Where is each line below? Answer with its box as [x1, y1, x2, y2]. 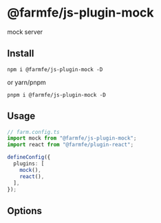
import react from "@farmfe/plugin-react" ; [7, 142, 134, 148]
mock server [7, 28, 43, 36]
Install [7, 48, 34, 59]
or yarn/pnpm [7, 78, 46, 86]
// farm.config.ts [7, 128, 60, 135]
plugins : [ [13, 160, 45, 167]
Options [7, 205, 43, 217]
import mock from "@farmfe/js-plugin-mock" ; [7, 135, 137, 142]
